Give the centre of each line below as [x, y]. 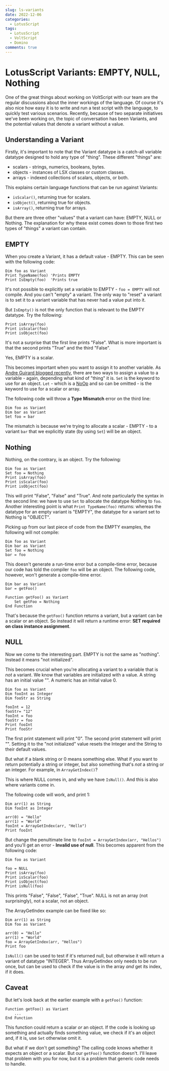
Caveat [17, 988]
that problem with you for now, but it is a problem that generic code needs [82, 1058]
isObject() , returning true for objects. [52, 203]
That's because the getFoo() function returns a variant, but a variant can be [84, 615]
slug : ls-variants [24, 10]
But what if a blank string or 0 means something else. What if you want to [81, 759]
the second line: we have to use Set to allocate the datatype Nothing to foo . [83, 501]
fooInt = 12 [18, 707]
